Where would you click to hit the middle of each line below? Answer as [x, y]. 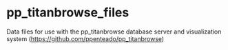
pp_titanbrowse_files [68, 13]
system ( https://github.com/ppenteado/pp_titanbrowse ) [85, 38]
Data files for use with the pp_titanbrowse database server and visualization [114, 32]
